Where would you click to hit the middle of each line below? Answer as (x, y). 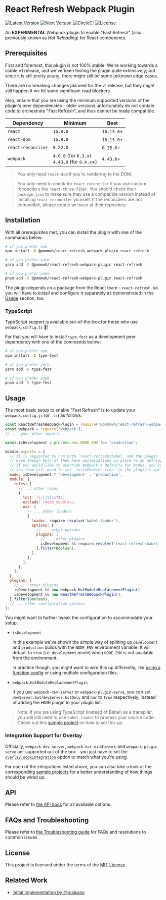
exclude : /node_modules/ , (50, 502)
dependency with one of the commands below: (53, 342)
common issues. (22, 837)
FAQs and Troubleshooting (47, 820)
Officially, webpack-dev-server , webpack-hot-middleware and (65, 746)
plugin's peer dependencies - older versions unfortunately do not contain (80, 106)
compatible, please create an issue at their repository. (72, 205)
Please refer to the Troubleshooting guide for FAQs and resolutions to (76, 832)
